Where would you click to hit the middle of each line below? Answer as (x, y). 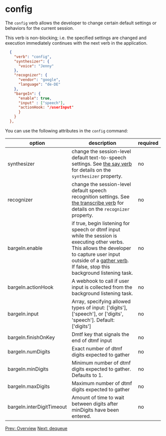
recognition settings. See (101, 196)
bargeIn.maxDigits (29, 386)
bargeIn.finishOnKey (31, 337)
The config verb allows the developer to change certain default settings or (81, 23)
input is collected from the (102, 287)
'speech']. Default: (93, 320)
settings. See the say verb (102, 164)
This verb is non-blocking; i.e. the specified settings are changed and (76, 38)
